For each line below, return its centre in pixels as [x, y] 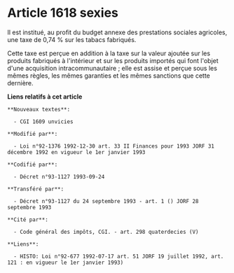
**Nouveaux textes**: [39, 109]
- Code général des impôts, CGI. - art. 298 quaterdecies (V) [106, 232]
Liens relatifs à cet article [45, 97]
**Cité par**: [28, 219]
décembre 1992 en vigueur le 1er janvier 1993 [76, 152]
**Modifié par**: [33, 134]
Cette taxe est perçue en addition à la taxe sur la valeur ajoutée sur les [109, 53]
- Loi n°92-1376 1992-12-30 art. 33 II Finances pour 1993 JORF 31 [114, 146]
